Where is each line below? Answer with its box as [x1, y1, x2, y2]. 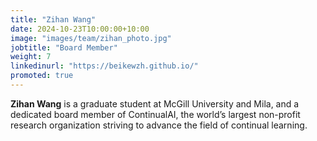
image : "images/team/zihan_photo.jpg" [10, 33, 172, 43]
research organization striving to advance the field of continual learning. [10, 119, 308, 131]
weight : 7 [10, 52, 52, 62]
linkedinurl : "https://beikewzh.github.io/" [10, 61, 199, 71]
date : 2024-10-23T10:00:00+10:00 [10, 24, 150, 34]
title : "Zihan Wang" [10, 14, 97, 25]
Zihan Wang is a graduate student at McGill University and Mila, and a [10, 97, 300, 110]
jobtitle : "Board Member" [10, 42, 118, 53]
